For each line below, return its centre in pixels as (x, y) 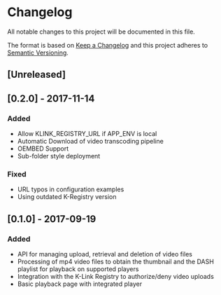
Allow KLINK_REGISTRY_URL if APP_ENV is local (87, 134)
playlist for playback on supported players (78, 269)
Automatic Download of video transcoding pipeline (91, 142)
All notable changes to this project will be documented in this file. (101, 32)
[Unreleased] (37, 75)
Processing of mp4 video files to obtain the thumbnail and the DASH (116, 261)
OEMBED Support (43, 149)
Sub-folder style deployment (59, 156)
